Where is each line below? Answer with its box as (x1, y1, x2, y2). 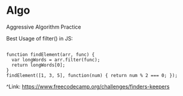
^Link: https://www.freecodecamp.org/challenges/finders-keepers (6, 83, 170, 90)
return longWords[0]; (11, 62, 66, 68)
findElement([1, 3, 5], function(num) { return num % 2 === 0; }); (6, 72, 178, 78)
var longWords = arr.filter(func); (11, 57, 100, 63)
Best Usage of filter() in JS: (6, 35, 73, 42)
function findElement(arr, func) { (6, 51, 95, 57)
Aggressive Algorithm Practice (6, 23, 81, 30)
